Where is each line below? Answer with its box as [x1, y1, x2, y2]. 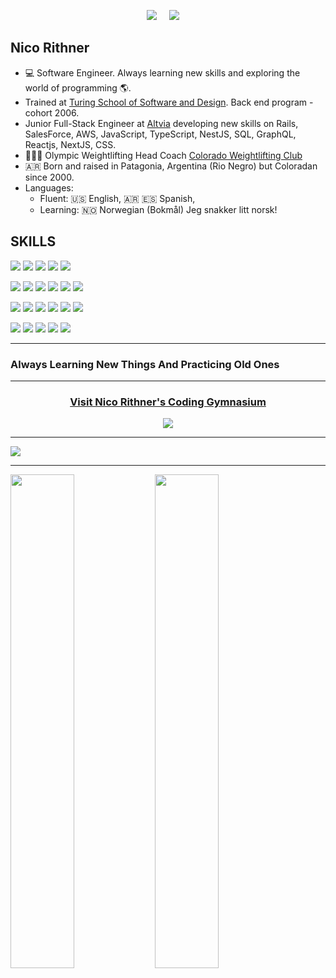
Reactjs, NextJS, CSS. [24, 138, 117, 150]
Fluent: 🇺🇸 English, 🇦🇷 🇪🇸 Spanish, [39, 192, 196, 204]
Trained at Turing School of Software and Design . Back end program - [24, 96, 314, 108]
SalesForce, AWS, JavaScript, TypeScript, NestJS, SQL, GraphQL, [24, 128, 297, 140]
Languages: [24, 181, 74, 194]
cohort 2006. [24, 106, 80, 119]
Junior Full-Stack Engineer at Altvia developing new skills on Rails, [24, 117, 299, 129]
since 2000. [24, 171, 75, 183]
